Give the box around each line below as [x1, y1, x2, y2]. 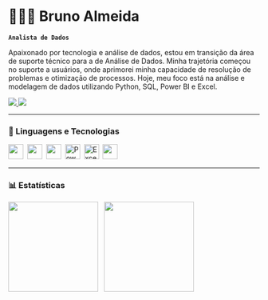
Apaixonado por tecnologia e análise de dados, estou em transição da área [8, 47, 254, 57]
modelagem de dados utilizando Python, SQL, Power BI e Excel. [8, 82, 218, 91]
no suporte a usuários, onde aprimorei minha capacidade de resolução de [8, 64, 251, 74]
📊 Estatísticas [8, 180, 65, 191]
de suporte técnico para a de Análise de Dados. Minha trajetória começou [8, 56, 251, 66]
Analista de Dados [8, 34, 69, 42]
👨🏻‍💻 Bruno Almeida [8, 7, 140, 26]
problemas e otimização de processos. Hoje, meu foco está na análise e [8, 73, 245, 82]
